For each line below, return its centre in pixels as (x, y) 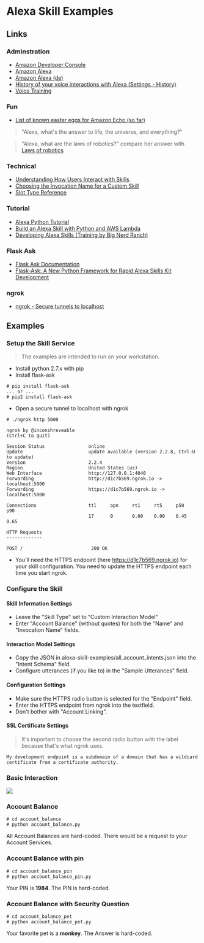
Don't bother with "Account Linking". (61, 711)
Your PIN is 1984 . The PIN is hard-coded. (58, 888)
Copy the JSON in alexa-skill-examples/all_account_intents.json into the (106, 658)
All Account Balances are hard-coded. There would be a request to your (97, 836)
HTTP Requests (24, 533)
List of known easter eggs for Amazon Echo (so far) (80, 120)
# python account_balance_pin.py (49, 876)
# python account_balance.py (43, 825)
